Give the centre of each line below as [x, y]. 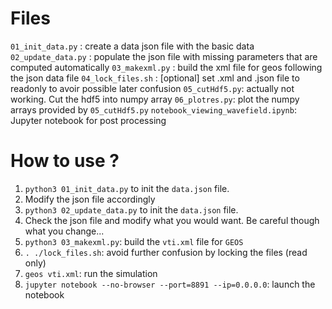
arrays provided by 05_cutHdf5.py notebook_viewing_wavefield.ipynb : [153, 109]
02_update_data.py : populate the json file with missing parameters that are [164, 56]
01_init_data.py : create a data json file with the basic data [132, 46]
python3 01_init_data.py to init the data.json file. [127, 188]
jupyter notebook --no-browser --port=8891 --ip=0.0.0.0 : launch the [170, 284]
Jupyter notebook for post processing [88, 120]
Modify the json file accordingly [90, 199]
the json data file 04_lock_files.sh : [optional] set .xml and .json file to [155, 78]
